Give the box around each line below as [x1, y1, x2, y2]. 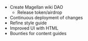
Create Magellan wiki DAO [9, 4, 63, 10]
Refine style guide [9, 20, 47, 26]
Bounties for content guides [9, 31, 67, 36]
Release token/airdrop [17, 9, 63, 15]
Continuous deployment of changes [9, 15, 83, 20]
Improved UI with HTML [9, 25, 58, 31]
